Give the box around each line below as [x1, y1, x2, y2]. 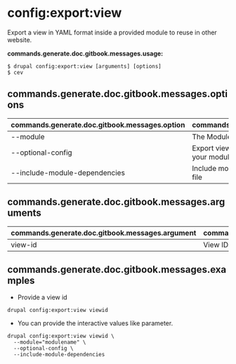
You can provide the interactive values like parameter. [17, 319, 173, 327]
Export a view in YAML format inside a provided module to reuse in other [7, 28, 218, 37]
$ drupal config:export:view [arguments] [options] [7, 63, 162, 70]
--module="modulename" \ [13, 339, 86, 346]
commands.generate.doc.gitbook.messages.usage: [7, 49, 164, 58]
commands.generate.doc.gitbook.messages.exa [7, 264, 227, 275]
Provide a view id [17, 293, 68, 301]
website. [7, 35, 32, 44]
